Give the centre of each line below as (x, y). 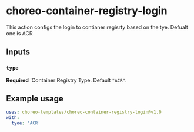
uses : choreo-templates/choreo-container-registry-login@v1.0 (84, 112)
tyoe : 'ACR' (26, 123)
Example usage (35, 99)
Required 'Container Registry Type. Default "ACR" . (67, 80)
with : (13, 118)
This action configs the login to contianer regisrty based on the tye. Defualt (97, 27)
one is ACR (19, 33)
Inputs (18, 52)
